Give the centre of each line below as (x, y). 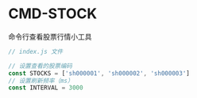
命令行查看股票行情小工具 (50, 36)
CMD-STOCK (53, 14)
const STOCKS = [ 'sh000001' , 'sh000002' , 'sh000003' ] (99, 73)
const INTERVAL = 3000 (46, 88)
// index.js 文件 (36, 51)
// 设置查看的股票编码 (41, 66)
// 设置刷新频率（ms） (41, 81)
